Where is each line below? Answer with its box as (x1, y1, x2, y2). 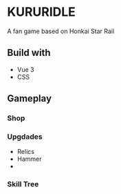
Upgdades (7, 132, 43, 142)
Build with (7, 47, 51, 59)
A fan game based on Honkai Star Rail (7, 27, 115, 35)
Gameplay (7, 93, 52, 104)
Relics (16, 148, 34, 156)
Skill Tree (7, 180, 39, 189)
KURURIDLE (7, 4, 76, 20)
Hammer (16, 155, 43, 163)
